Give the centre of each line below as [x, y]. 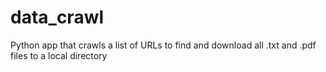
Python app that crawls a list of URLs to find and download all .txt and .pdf [163, 45]
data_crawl [57, 17]
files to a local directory [59, 55]
